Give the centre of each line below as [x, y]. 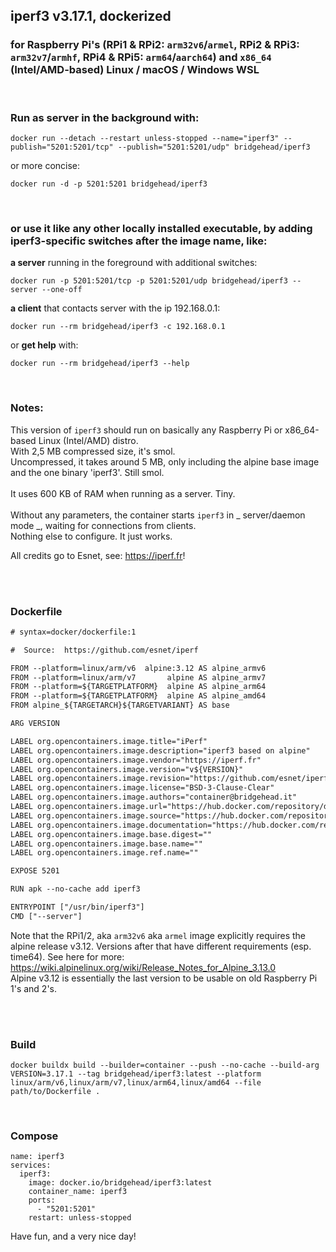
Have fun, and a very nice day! [73, 1236]
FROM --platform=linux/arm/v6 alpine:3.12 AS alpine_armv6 [138, 668]
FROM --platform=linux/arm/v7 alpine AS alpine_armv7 [138, 677]
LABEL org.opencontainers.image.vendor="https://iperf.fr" [136, 760]
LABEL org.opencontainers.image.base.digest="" [111, 834]
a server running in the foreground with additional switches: [134, 263]
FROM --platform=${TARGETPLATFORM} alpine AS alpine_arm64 [138, 687]
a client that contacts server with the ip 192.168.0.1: [115, 308]
